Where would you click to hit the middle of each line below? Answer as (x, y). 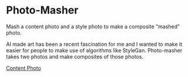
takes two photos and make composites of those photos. (75, 56)
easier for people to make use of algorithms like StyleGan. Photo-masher (94, 50)
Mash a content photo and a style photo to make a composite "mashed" (93, 26)
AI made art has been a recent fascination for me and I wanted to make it (94, 44)
